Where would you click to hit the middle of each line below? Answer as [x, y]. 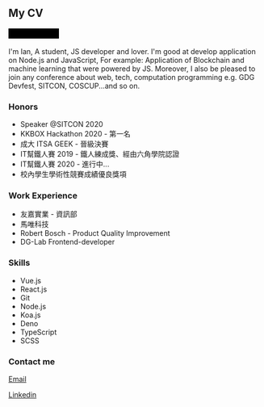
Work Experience [43, 195]
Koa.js [30, 315]
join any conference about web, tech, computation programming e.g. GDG [132, 77]
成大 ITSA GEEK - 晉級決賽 [64, 144]
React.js [34, 289]
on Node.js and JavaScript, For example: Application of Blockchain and [126, 60]
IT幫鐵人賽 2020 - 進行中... [65, 164]
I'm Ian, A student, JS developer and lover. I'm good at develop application [132, 51]
